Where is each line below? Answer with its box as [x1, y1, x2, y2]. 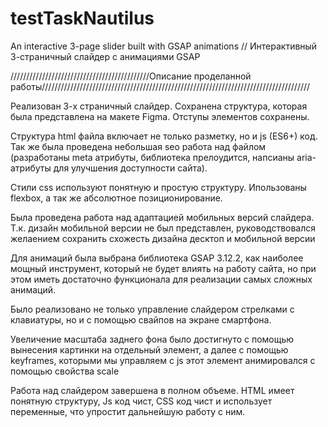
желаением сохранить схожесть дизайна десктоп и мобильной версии [10, 232, 316, 244]
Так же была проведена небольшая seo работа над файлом [10, 140, 267, 152]
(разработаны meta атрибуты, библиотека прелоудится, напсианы [10, 151, 295, 163]
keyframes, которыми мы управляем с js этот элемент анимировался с [10, 354, 316, 366]
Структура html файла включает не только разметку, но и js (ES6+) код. [10, 130, 318, 142]
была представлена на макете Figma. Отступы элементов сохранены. [10, 110, 310, 122]
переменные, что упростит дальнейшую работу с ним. [10, 405, 246, 417]
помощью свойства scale [10, 365, 120, 377]
